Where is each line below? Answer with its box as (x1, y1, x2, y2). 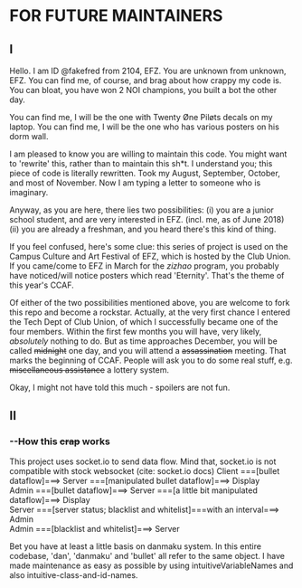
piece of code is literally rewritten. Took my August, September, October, (9, 168, 280, 178)
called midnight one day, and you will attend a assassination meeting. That (9, 346, 287, 356)
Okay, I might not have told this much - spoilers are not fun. (9, 382, 231, 393)
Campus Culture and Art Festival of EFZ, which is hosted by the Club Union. (9, 251, 291, 261)
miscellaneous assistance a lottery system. (9, 365, 170, 375)
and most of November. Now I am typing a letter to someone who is (9, 177, 261, 188)
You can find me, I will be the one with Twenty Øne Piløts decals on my (9, 112, 273, 122)
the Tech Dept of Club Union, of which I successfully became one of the (9, 317, 278, 327)
